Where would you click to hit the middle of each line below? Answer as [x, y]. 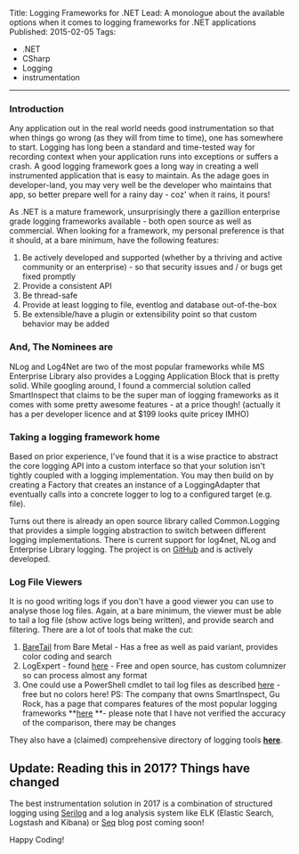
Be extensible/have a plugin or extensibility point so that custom [139, 315]
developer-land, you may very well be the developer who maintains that [141, 185]
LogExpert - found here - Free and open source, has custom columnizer [154, 666]
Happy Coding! [37, 840]
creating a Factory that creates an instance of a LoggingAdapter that [135, 484]
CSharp [36, 58]
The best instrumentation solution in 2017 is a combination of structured [141, 803]
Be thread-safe [50, 296]
